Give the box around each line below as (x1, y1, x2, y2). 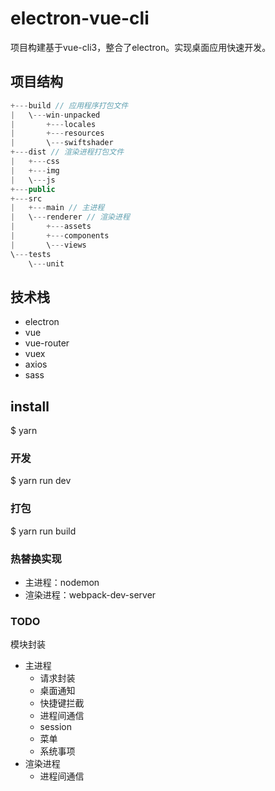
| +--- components (10, 231, 110, 241)
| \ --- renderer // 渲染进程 (10, 212, 130, 222)
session (39, 721, 72, 733)
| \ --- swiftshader (10, 138, 114, 148)
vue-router (24, 337, 70, 349)
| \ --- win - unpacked (10, 110, 101, 120)
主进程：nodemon (24, 577, 100, 589)
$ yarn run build (10, 525, 77, 537)
